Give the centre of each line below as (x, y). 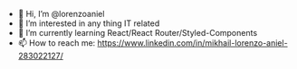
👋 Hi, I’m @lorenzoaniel (61, 14)
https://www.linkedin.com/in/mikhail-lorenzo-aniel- (192, 43)
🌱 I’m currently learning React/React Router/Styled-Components (138, 33)
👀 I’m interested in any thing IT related (89, 23)
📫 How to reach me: (57, 43)
